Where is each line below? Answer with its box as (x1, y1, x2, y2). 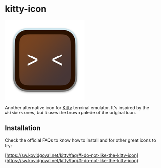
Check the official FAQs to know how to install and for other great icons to (5, 137, 156, 143)
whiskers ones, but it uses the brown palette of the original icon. (5, 110, 136, 115)
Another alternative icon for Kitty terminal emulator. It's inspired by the (5, 104, 149, 110)
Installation (5, 124, 41, 132)
